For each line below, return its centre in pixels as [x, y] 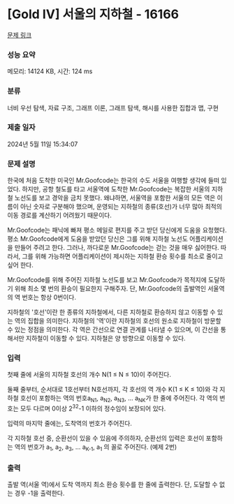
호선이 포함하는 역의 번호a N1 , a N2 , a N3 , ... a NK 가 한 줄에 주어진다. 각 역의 [119, 399]
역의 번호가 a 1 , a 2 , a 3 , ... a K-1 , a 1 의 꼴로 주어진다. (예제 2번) [96, 447]
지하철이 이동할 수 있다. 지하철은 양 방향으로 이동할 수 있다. [106, 339]
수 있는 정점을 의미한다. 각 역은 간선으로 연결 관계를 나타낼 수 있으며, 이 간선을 [113, 329]
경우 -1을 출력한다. [39, 493]
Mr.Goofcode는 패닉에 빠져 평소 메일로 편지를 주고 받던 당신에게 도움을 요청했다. [117, 230]
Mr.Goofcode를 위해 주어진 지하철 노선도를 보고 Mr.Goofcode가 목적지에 [107, 280]
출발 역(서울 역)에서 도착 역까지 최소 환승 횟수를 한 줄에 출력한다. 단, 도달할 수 [112, 484]
